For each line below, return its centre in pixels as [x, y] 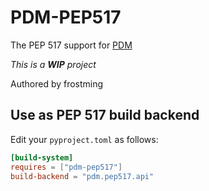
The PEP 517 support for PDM [71, 45]
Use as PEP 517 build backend [105, 115]
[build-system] [42, 157]
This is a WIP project [53, 64]
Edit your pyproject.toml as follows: [84, 139]
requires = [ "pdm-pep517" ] [66, 167]
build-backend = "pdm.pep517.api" [82, 176]
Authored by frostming [57, 83]
